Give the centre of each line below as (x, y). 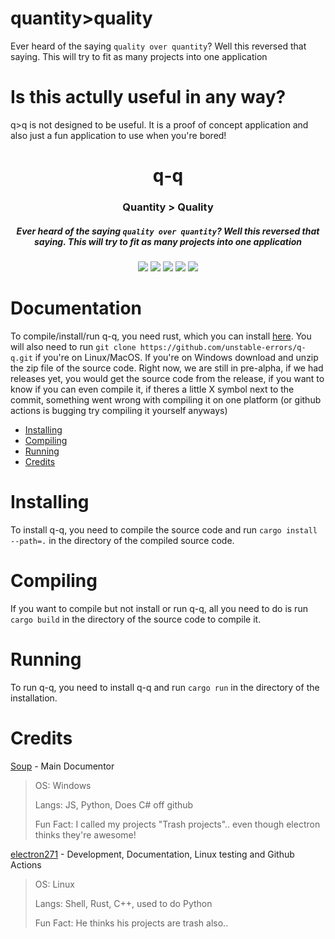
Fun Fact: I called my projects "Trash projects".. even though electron (177, 824)
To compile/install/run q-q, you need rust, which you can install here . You (161, 336)
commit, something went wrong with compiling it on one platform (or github (166, 399)
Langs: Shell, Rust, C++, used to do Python (123, 903)
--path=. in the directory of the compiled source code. (122, 540)
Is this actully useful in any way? (148, 97)
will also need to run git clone (73, 346)
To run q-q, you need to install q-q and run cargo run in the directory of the (165, 687)
